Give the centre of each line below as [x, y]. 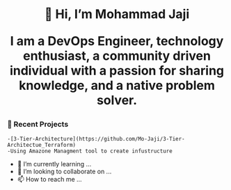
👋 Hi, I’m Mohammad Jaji [117, 14]
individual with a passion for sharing [117, 71]
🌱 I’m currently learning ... [54, 164]
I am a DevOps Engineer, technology [117, 41]
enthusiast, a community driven [117, 56]
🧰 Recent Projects [38, 125]
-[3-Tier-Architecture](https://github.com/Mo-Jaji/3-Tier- [96, 138]
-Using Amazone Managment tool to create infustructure [90, 151]
